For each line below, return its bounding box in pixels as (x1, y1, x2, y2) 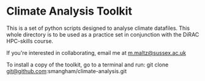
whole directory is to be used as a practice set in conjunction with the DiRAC (6, 30, 199, 38)
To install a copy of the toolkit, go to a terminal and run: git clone (6, 61, 169, 68)
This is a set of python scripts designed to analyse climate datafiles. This (6, 24, 190, 32)
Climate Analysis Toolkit (6, 4, 133, 18)
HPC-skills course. (6, 37, 54, 44)
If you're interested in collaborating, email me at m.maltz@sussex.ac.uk (6, 49, 187, 56)
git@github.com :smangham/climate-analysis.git (6, 67, 127, 74)
